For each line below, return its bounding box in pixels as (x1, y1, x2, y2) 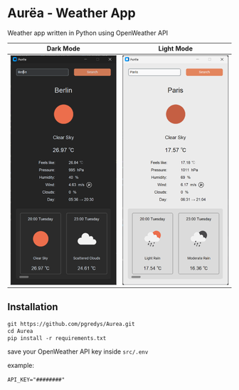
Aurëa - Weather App (7, 5, 137, 21)
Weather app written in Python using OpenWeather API (7, 29, 169, 37)
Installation (7, 301, 58, 313)
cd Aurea (7, 328, 33, 335)
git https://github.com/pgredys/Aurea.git (7, 321, 135, 328)
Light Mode (158, 44, 193, 53)
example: (7, 361, 34, 370)
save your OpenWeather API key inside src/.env (7, 347, 149, 356)
